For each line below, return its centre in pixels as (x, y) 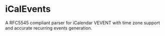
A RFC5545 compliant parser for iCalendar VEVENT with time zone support (82, 23)
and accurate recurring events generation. (49, 28)
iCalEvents (28, 9)
